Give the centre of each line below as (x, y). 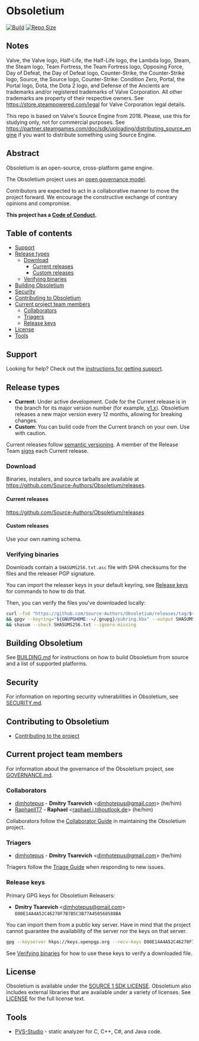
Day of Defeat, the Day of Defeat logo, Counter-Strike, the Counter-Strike (95, 73)
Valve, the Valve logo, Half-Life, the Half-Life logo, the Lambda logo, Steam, (99, 60)
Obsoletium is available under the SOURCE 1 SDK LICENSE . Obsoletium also (99, 986)
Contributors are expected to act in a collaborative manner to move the (93, 190)
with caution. (31, 433)
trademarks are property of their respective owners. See (75, 98)
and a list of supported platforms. (47, 664)
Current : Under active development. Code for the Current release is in (100, 402)
